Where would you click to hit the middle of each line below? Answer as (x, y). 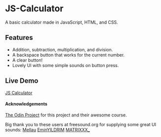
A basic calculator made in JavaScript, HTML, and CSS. (62, 22)
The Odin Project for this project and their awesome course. (66, 115)
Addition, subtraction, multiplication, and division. (62, 49)
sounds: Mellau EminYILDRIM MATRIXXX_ (47, 130)
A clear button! (27, 60)
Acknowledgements (26, 104)
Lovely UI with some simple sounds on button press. (65, 65)
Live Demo (22, 81)
